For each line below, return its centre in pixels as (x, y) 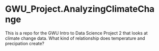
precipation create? (25, 43)
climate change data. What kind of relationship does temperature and (75, 38)
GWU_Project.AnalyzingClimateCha (80, 9)
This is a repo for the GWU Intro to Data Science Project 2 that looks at (77, 33)
